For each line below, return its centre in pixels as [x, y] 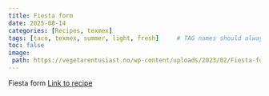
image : [19, 53]
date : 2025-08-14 [37, 23]
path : [21, 61]
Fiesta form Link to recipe [50, 83]
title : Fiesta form [41, 16]
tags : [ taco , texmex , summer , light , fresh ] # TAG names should [125, 38]
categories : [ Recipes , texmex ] [60, 30]
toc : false [26, 46]
